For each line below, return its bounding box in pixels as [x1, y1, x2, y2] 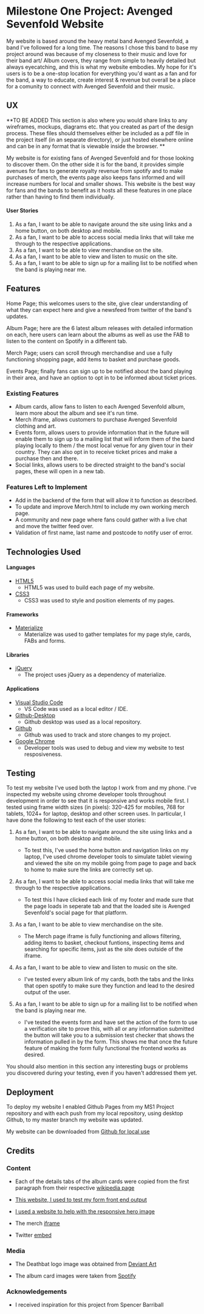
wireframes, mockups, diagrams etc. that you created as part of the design [6, 123, 194, 130]
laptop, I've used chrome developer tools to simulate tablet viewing [24, 853, 192, 860]
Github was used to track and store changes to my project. [24, 731, 171, 738]
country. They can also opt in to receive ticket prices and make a [15, 448, 177, 456]
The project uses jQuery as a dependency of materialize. [24, 671, 166, 679]
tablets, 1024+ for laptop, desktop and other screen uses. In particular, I [6, 810, 186, 818]
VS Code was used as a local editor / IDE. [24, 705, 129, 712]
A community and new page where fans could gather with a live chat [15, 516, 187, 523]
